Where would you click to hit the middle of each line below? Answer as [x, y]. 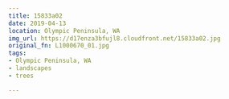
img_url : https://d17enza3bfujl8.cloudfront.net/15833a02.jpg [115, 38]
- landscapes [30, 68]
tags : [17, 53]
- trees [21, 76]
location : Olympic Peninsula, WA [64, 31]
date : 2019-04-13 [37, 23]
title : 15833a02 [35, 16]
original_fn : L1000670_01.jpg [59, 46]
